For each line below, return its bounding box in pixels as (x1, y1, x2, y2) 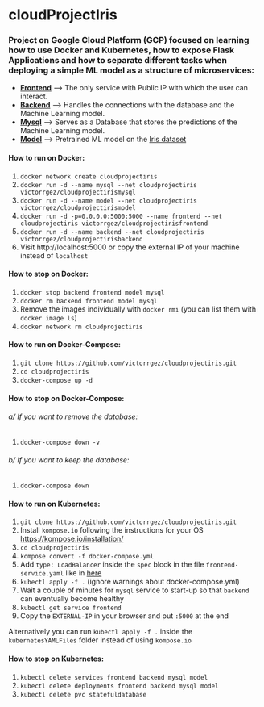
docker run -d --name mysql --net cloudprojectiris (19, 181, 197, 189)
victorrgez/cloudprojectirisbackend (19, 235, 143, 243)
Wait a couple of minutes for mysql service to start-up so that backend (19, 585, 250, 595)
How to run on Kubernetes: (8, 499, 101, 508)
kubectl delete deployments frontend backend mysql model (19, 682, 219, 690)
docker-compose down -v (19, 438, 101, 446)
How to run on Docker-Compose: (8, 340, 121, 349)
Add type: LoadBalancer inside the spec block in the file (19, 559, 204, 570)
